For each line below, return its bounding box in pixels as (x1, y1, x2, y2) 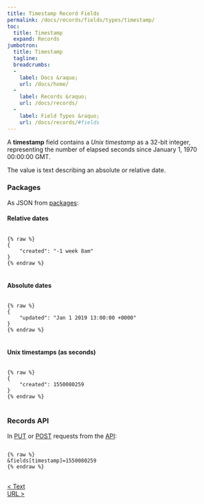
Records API (7, 416, 49, 426)
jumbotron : (7, 42, 38, 49)
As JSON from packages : (7, 198, 79, 207)
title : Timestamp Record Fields (7, 10, 100, 17)
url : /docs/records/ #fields (19, 118, 100, 126)
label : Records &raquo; (19, 94, 88, 101)
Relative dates (7, 214, 49, 222)
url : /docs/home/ (19, 81, 69, 87)
